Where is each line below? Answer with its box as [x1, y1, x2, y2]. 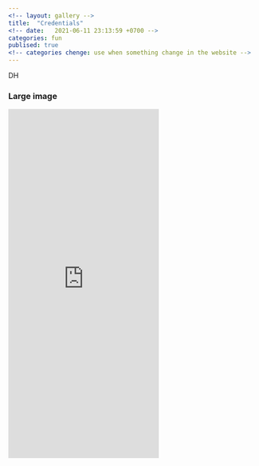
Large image [8, 90, 57, 101]
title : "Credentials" [8, 19, 84, 27]
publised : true [8, 41, 59, 49]
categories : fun [8, 34, 62, 42]
